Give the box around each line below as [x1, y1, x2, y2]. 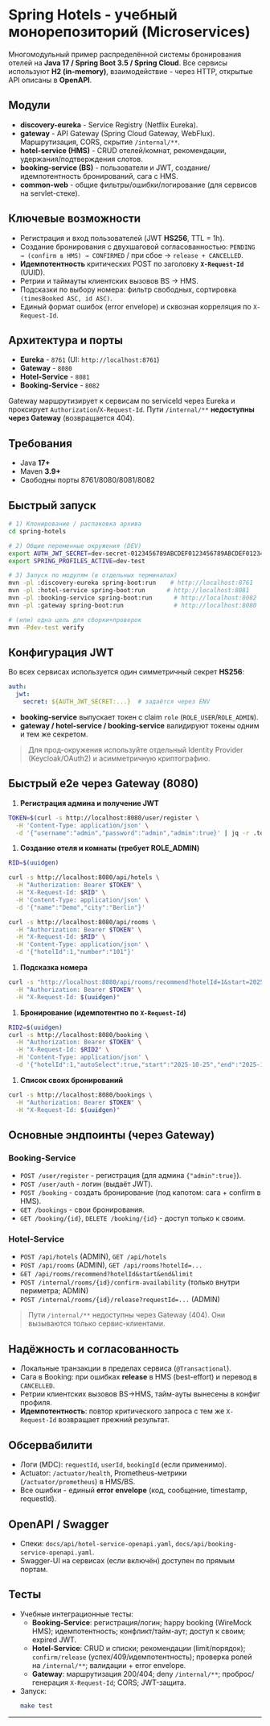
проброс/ [222, 1669, 255, 1678]
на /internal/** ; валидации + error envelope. [31, 1660, 186, 1670]
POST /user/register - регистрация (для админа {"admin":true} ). [19, 1171, 242, 1180]
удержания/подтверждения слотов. [19, 154, 143, 164]
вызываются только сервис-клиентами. [27, 1319, 166, 1329]
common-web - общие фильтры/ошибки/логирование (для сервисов [19, 180, 257, 189]
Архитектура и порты [8, 333, 123, 347]
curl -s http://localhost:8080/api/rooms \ [8, 918, 157, 926]
